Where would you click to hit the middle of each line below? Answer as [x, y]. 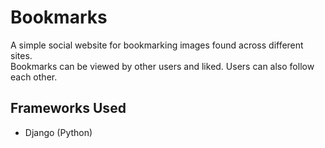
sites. [21, 55]
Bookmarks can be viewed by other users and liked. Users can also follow [162, 66]
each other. [34, 77]
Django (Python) [58, 132]
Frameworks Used [68, 108]
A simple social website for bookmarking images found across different [157, 45]
